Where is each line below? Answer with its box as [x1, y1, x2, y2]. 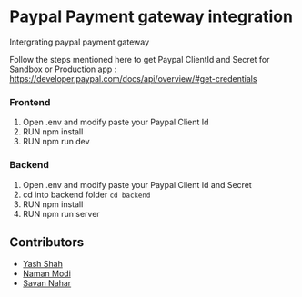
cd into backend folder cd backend [22, 189, 151, 200]
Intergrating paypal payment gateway [9, 36, 150, 47]
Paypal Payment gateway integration [9, 6, 294, 27]
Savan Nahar [22, 278, 72, 289]
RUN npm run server [22, 208, 100, 219]
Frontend [9, 95, 51, 108]
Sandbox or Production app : [9, 64, 117, 74]
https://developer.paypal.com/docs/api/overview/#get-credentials [9, 73, 257, 84]
